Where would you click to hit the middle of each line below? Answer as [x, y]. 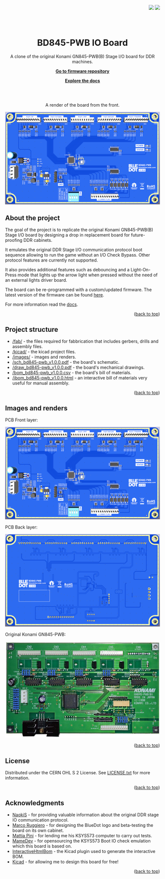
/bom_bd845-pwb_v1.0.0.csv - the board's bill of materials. [72, 373]
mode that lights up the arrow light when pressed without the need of [88, 275]
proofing [14, 240]
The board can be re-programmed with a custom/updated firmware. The [79, 290]
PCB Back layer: [21, 527]
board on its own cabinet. [38, 830]
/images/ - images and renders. [44, 357]
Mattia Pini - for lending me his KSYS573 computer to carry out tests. [82, 835]
